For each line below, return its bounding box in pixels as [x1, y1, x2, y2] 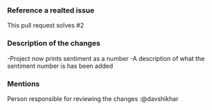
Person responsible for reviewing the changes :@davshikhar [7, 94, 179, 102]
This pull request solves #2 [7, 21, 84, 30]
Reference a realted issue [7, 6, 95, 15]
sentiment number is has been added [7, 62, 113, 70]
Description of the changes [7, 39, 101, 48]
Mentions [7, 79, 40, 89]
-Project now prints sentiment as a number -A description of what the [7, 54, 205, 62]
